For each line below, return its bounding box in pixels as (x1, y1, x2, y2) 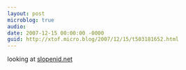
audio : (7, 23, 26, 30)
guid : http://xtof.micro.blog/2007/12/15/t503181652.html (7, 36, 179, 43)
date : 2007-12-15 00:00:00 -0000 (7, 29, 104, 37)
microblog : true (7, 17, 54, 24)
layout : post (7, 10, 45, 17)
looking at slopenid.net (7, 55, 73, 63)
